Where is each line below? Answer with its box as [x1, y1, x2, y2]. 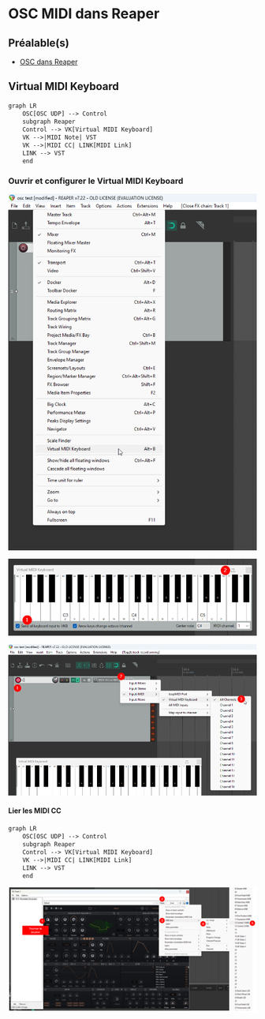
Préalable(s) [8, 36, 69, 50]
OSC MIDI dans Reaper [8, 5, 160, 23]
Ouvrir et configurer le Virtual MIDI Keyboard [8, 175, 184, 186]
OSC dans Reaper [19, 57, 78, 66]
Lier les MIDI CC [8, 806, 62, 815]
